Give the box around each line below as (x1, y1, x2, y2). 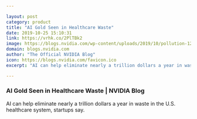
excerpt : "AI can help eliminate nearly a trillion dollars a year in (6, 62, 182, 68)
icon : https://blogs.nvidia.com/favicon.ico (6, 57, 117, 63)
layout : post (6, 13, 38, 19)
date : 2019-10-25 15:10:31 (6, 30, 72, 36)
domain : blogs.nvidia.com (6, 46, 69, 52)
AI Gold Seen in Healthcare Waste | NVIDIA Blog (6, 87, 145, 95)
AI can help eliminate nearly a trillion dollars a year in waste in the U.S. (6, 100, 176, 107)
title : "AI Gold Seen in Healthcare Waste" (6, 24, 114, 30)
